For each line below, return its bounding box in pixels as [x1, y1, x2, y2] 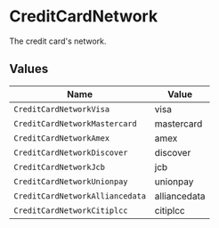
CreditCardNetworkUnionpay [13, 176, 128, 186]
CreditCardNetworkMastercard [13, 118, 137, 128]
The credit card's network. [9, 36, 107, 46]
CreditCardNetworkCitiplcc [13, 205, 128, 216]
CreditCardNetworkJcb [13, 162, 105, 172]
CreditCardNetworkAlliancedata [13, 191, 147, 201]
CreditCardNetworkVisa [13, 104, 109, 114]
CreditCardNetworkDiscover [13, 147, 128, 158]
